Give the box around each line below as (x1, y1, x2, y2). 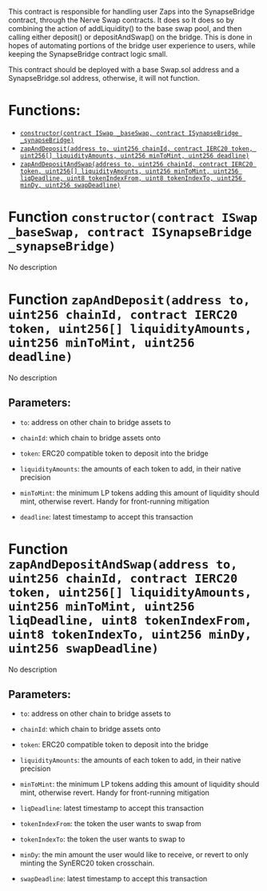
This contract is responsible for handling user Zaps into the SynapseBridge (8, 7, 255, 16)
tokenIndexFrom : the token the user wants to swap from (19, 819, 201, 829)
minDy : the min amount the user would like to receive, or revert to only (19, 850, 249, 860)
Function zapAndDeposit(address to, (8, 291, 251, 309)
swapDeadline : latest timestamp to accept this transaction (19, 874, 208, 884)
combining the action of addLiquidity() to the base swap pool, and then (8, 24, 242, 33)
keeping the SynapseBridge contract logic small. (8, 50, 168, 58)
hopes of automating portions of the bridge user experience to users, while (8, 41, 256, 50)
